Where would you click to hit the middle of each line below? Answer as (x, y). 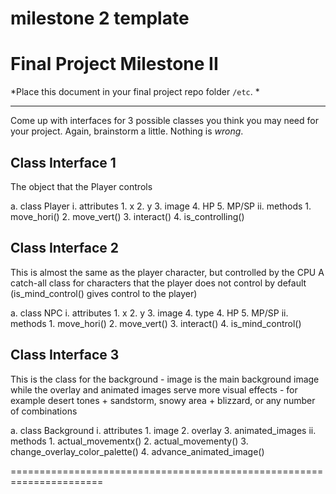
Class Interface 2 (65, 248)
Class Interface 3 (65, 355)
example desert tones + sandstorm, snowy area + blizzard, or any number (163, 400)
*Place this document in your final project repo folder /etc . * (135, 92)
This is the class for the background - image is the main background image (165, 379)
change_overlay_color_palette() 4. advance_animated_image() (137, 451)
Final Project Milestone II (114, 64)
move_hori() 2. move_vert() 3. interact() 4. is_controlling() (127, 216)
